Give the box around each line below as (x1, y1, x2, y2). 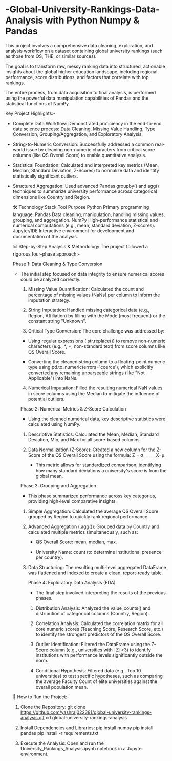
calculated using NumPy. (28, 421, 81, 427)
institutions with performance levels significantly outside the (35, 652, 163, 658)
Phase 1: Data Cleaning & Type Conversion (12, 261, 103, 267)
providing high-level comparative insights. (28, 498, 117, 504)
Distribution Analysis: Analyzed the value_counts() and (35, 604, 151, 611)
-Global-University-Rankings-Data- (5, 4, 160, 15)
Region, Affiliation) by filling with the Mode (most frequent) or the (28, 312, 165, 319)
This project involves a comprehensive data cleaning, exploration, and (5, 42, 153, 48)
